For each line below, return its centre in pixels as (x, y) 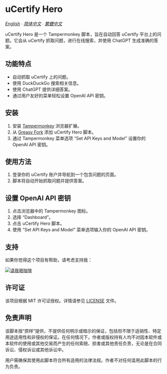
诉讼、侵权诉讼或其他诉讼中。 (36, 350)
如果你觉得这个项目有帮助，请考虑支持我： (49, 260)
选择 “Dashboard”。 (33, 217)
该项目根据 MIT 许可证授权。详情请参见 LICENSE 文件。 (62, 301)
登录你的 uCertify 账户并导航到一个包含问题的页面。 (65, 175)
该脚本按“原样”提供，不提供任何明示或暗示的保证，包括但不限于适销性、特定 (83, 331)
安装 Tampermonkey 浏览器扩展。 (47, 126)
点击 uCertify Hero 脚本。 (38, 223)
